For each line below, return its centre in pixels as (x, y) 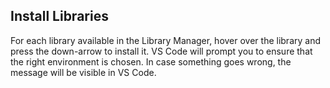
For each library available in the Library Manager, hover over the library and (166, 40)
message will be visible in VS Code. (83, 72)
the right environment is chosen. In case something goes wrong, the (151, 61)
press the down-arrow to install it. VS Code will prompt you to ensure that (161, 51)
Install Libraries (59, 16)
